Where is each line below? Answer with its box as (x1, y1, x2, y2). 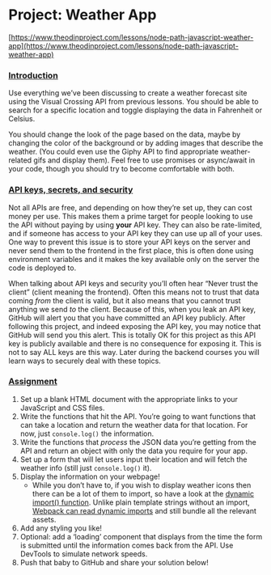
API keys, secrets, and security (8, 184, 133, 196)
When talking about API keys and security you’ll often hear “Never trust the (8, 278, 259, 288)
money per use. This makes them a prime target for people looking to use (8, 211, 253, 221)
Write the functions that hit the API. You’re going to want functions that (19, 411, 256, 421)
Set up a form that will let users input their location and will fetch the (19, 455, 248, 464)
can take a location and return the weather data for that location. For (19, 420, 248, 429)
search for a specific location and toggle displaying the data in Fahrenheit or (8, 105, 263, 115)
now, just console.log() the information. (19, 429, 155, 438)
